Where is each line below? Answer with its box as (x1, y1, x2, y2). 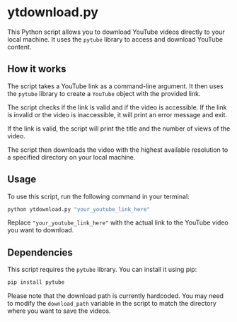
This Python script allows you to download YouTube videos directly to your (7, 28, 225, 36)
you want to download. (7, 226, 74, 234)
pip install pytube (7, 279, 65, 286)
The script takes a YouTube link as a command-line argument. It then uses (7, 82, 224, 90)
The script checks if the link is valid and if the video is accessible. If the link (7, 103, 227, 112)
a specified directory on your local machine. (7, 153, 136, 161)
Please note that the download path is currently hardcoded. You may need (7, 292, 224, 300)
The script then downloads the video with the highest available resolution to (7, 145, 229, 154)
